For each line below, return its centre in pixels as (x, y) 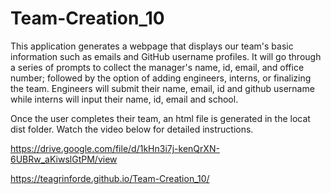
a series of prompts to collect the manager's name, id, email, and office (157, 67)
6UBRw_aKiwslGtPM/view (64, 159)
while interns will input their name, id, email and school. (124, 99)
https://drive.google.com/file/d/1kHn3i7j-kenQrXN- (115, 148)
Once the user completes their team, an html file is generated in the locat (160, 118)
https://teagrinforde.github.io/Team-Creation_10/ (110, 178)
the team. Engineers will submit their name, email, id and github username (162, 88)
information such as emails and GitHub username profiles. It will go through (166, 56)
